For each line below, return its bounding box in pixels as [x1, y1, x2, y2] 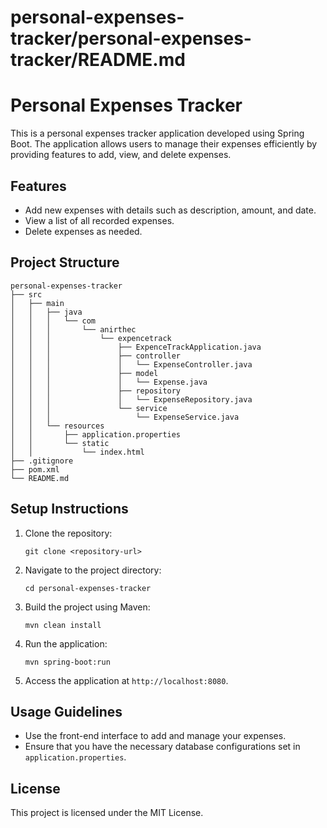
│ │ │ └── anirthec [10, 324, 137, 335]
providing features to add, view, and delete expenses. [10, 149, 232, 161]
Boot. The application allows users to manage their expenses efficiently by [10, 138, 318, 150]
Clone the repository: [24, 527, 113, 539]
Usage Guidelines [10, 703, 123, 720]
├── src [10, 289, 43, 300]
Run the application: [24, 637, 108, 650]
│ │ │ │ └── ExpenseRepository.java [10, 394, 253, 405]
